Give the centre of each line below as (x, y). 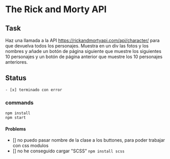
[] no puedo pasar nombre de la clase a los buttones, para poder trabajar (89, 140)
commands (20, 102)
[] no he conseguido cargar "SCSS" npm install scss (69, 151)
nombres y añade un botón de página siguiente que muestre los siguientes (83, 51)
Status (16, 78)
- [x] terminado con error (34, 90)
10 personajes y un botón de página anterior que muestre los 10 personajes (84, 57)
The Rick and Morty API (56, 9)
